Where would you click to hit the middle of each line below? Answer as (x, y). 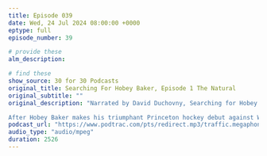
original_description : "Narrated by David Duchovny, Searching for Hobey (133, 103)
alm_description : (37, 59)
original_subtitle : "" (46, 96)
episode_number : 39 (41, 38)
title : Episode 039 (41, 15)
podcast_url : (30, 125)
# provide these (35, 52)
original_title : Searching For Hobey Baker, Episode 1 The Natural (122, 88)
